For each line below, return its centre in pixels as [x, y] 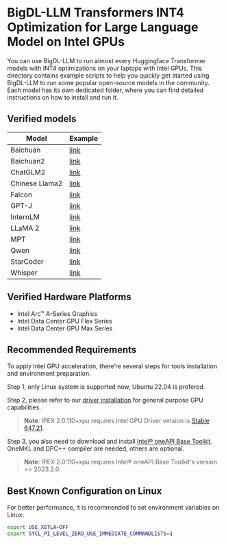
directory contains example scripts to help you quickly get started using [108, 75]
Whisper [24, 273]
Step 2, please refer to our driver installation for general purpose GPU [105, 400]
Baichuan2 [28, 161]
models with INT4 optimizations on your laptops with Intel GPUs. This [104, 68]
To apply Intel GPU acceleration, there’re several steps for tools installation [112, 366]
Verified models [42, 119]
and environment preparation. [49, 374]
